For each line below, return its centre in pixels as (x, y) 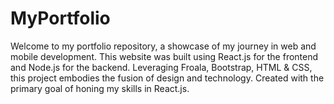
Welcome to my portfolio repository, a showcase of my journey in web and (163, 46)
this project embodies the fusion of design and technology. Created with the (167, 78)
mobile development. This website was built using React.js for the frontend (164, 56)
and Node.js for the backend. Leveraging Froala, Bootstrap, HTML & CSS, (161, 67)
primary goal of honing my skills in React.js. (100, 88)
